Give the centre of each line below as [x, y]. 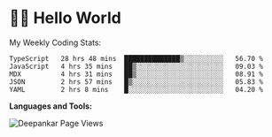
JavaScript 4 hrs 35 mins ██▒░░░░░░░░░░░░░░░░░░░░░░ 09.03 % [136, 66]
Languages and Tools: [51, 106]
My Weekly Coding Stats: [55, 42]
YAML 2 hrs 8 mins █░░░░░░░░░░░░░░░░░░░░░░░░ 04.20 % [136, 89]
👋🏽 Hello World [65, 18]
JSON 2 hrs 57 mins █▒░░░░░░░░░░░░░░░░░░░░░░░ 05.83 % [136, 82]
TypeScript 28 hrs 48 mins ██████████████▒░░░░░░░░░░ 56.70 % [136, 58]
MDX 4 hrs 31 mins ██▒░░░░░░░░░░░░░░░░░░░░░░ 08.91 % [136, 74]
